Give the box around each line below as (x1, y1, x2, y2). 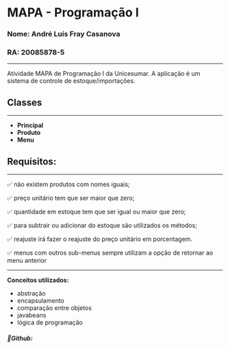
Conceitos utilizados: (7, 276, 70, 285)
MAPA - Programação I (7, 5, 139, 21)
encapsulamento (16, 296, 65, 305)
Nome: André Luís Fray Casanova (7, 29, 121, 39)
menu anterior (7, 257, 47, 265)
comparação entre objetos (16, 304, 92, 312)
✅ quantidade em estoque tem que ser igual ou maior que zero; (7, 207, 186, 216)
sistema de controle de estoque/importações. (7, 77, 136, 85)
